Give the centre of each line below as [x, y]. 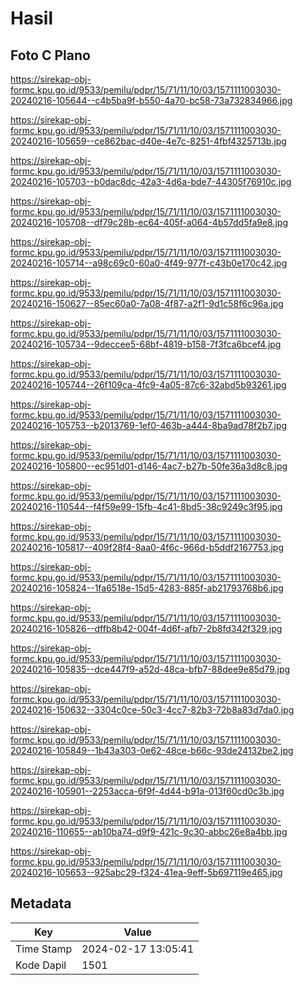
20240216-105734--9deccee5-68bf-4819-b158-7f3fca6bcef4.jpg [146, 344]
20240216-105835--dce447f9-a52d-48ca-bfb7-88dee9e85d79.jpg [150, 669]
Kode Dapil [41, 965]
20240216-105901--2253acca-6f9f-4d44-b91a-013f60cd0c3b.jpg [147, 791]
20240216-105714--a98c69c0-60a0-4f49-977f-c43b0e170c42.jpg [149, 263]
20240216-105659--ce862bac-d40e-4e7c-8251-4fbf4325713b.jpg [148, 141]
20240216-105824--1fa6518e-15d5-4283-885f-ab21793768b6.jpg [147, 588]
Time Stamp [44, 949]
